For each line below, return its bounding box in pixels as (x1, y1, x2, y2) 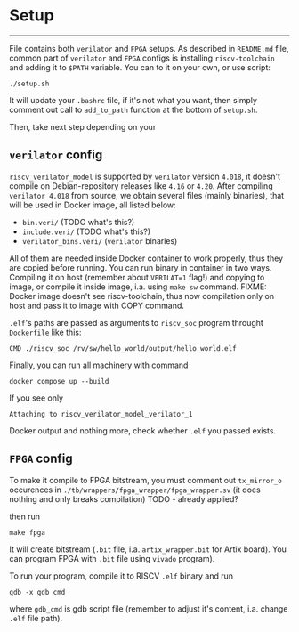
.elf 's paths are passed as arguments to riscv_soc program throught (9, 317, 264, 328)
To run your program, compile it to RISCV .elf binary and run (9, 571, 234, 581)
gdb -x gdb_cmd (9, 587, 66, 596)
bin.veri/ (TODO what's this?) (21, 216, 135, 227)
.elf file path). (9, 612, 63, 623)
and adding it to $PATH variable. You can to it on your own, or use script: (9, 61, 271, 72)
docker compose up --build (9, 377, 109, 385)
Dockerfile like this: (9, 327, 82, 337)
